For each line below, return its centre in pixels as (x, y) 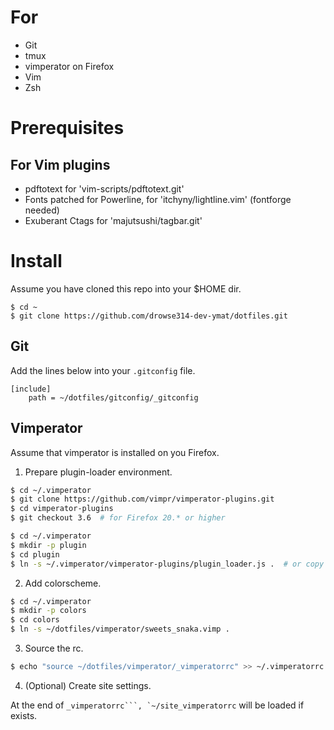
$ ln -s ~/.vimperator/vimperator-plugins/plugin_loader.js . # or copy (167, 564)
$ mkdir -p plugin (48, 545)
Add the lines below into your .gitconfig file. (103, 370)
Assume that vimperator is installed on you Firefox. (115, 452)
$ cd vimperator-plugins (62, 509)
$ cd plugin (35, 554)
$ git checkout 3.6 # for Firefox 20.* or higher (118, 518)
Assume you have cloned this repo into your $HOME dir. (126, 288)
